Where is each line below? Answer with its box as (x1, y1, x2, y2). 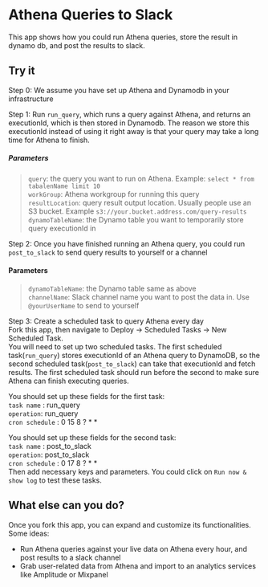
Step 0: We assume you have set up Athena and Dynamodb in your (8, 85, 230, 95)
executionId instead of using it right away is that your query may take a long (8, 126, 259, 136)
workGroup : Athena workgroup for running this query (27, 189, 200, 198)
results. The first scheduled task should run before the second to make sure (8, 367, 259, 377)
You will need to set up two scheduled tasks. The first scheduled (8, 341, 222, 351)
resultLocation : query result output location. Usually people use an (27, 198, 251, 207)
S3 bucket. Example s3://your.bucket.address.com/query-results (27, 206, 247, 216)
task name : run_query (8, 400, 80, 410)
